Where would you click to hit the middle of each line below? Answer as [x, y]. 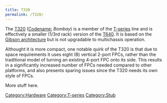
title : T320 [18, 10]
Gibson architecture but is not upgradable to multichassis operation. [75, 39]
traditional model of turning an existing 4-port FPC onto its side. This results [83, 59]
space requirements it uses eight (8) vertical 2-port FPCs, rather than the [81, 54]
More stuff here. [22, 85]
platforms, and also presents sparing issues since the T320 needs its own [81, 70]
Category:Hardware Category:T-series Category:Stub [60, 95]
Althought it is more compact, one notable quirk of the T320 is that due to [81, 49]
